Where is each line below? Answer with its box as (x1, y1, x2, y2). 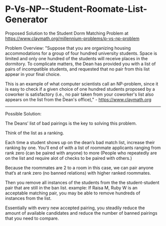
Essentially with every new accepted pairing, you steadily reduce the (5, 205, 145, 211)
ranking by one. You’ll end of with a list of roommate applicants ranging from (5, 145, 161, 151)
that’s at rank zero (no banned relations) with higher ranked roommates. (5, 170, 151, 176)
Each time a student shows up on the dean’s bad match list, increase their (5, 139, 155, 145)
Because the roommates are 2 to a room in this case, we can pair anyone (5, 164, 154, 171)
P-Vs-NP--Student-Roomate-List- (5, 3, 147, 15)
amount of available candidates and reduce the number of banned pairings (5, 210, 158, 216)
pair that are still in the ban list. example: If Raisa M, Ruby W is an (5, 185, 138, 190)
